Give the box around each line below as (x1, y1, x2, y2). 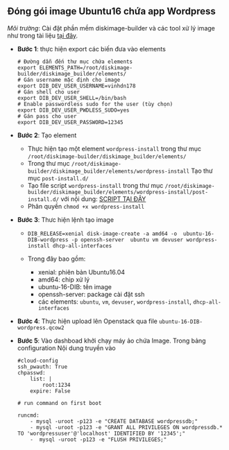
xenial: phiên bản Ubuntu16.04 (37, 268, 126, 276)
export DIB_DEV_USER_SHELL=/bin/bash (17, 94, 127, 101)
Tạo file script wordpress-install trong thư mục (27, 181, 164, 189)
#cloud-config (17, 357, 58, 364)
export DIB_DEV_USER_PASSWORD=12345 (17, 119, 124, 126)
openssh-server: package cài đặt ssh (37, 290, 145, 298)
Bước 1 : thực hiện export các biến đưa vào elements (17, 44, 167, 53)
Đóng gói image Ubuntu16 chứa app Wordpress (7, 6, 217, 17)
